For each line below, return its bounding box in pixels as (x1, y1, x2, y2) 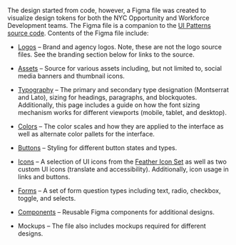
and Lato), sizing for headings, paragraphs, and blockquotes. (17, 93, 197, 101)
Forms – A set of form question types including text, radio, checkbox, (17, 186, 221, 195)
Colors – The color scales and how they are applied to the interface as (17, 122, 224, 131)
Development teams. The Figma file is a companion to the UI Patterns (7, 21, 212, 29)
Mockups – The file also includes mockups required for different (17, 221, 207, 230)
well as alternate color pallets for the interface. (17, 130, 155, 138)
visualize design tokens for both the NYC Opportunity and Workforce (7, 14, 210, 22)
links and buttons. (17, 173, 71, 181)
